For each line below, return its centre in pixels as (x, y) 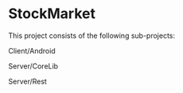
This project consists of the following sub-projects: (92, 35)
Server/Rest (28, 81)
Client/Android (32, 50)
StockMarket (52, 14)
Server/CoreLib (33, 66)
